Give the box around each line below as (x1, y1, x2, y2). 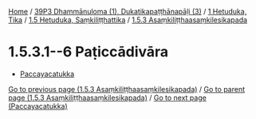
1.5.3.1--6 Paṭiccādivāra (8, 43, 169, 61)
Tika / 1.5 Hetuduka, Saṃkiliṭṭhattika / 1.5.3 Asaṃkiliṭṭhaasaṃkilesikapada (8, 15, 248, 25)
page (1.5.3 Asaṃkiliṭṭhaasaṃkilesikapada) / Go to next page (8, 93, 207, 102)
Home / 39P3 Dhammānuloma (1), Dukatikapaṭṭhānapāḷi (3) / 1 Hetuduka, (8, 7, 247, 16)
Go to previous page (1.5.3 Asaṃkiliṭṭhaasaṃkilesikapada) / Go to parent (8, 84, 246, 94)
